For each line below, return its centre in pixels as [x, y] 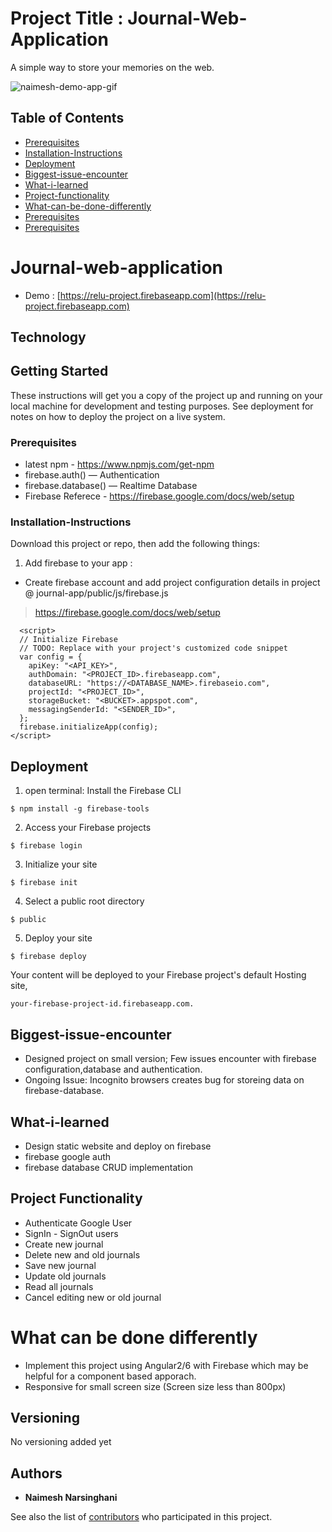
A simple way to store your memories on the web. [112, 67]
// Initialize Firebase [68, 640]
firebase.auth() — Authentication [92, 475]
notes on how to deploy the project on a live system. [118, 416]
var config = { [51, 657]
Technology [48, 337]
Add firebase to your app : [78, 563]
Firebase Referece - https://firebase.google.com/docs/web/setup [159, 496]
